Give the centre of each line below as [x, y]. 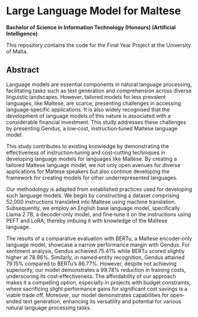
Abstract [23, 70]
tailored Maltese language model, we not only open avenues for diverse [93, 165]
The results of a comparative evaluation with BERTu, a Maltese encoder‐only [99, 238]
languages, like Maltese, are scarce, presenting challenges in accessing [94, 103]
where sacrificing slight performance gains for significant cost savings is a [97, 289]
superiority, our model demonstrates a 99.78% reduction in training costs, [96, 270]
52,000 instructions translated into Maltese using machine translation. [91, 201]
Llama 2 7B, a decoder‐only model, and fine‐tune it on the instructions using [98, 214]
